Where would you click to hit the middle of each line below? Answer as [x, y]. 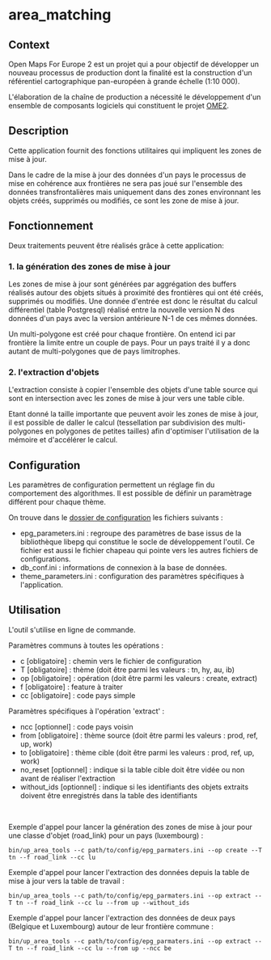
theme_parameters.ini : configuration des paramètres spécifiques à [132, 577]
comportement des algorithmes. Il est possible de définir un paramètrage [130, 493]
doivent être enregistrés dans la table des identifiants [109, 795]
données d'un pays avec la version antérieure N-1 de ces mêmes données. [133, 318]
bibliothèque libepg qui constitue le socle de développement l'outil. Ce [137, 542]
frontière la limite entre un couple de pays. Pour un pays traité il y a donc [129, 342]
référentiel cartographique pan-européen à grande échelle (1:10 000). [124, 81]
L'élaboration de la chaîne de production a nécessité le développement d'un [135, 97]
